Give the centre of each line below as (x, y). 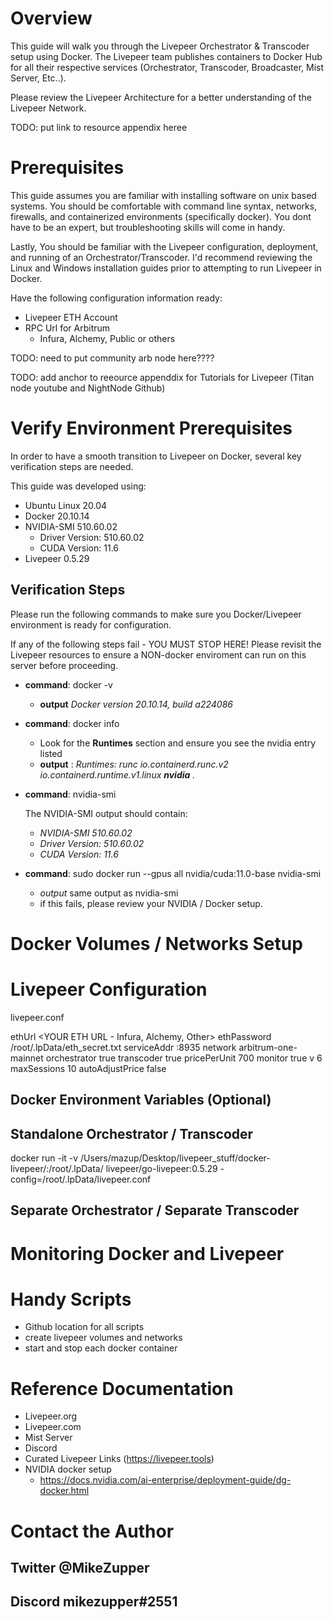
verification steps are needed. (72, 466)
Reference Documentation (122, 1388)
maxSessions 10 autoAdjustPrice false (88, 1068)
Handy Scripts (71, 1299)
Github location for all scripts (84, 1327)
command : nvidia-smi (70, 794)
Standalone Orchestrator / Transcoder (132, 1133)
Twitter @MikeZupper (80, 1567)
